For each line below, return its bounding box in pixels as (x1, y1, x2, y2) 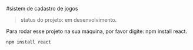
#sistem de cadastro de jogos (6, 5, 78, 12)
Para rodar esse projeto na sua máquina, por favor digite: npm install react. (6, 28, 187, 35)
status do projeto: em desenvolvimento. (20, 16, 117, 23)
